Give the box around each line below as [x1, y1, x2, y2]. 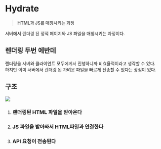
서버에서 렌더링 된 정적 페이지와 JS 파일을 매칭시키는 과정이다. [5, 30, 125, 36]
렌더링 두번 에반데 [5, 47, 56, 55]
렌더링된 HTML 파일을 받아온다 [12, 109, 82, 116]
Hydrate [5, 3, 40, 14]
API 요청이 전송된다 [12, 138, 56, 145]
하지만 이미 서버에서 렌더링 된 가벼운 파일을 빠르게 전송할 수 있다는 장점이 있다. [5, 66, 157, 72]
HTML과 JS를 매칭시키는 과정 [17, 20, 75, 26]
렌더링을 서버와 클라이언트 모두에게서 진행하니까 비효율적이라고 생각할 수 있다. [5, 60, 156, 66]
